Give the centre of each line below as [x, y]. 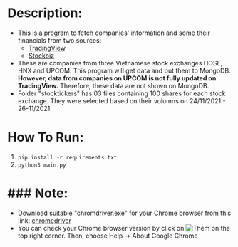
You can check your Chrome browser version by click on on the [124, 228]
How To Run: [46, 137]
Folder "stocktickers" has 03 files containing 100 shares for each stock [121, 93]
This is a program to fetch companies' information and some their [114, 33]
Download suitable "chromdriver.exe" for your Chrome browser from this [124, 213]
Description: [45, 13]
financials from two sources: [59, 40]
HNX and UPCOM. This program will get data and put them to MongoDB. [124, 70]
